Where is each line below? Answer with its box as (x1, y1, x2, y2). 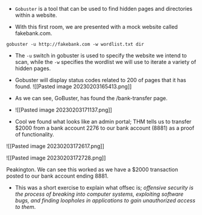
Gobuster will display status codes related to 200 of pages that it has (14, 77, 186, 83)
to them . (14, 204, 36, 210)
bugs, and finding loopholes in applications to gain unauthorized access (14, 197, 196, 204)
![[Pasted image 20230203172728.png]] (6, 154, 106, 161)
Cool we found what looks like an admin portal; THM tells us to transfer (14, 118, 192, 125)
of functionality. (14, 131, 54, 138)
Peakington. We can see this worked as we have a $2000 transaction (6, 166, 178, 173)
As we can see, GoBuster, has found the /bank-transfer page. (14, 95, 168, 101)
